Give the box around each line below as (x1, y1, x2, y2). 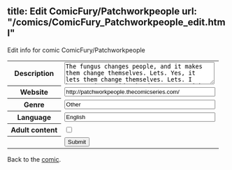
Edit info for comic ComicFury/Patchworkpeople (7, 45, 145, 54)
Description (14, 69, 55, 79)
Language (17, 113, 51, 123)
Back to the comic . (7, 155, 61, 163)
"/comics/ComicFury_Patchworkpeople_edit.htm (7, 17, 226, 29)
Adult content (10, 125, 58, 135)
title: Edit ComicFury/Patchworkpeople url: (7, 6, 198, 17)
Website (20, 87, 49, 97)
